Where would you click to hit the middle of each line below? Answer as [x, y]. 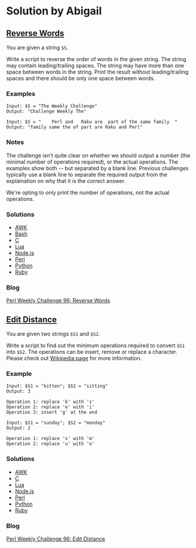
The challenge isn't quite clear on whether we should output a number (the [98, 155]
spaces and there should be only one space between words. [81, 78]
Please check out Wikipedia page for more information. [74, 358]
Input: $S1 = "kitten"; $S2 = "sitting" [57, 386]
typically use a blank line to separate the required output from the [87, 174]
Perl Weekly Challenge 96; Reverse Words [58, 300]
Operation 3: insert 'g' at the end [52, 412]
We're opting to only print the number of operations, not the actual [88, 192]
